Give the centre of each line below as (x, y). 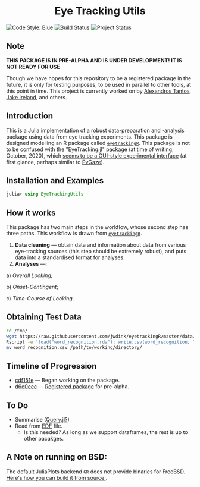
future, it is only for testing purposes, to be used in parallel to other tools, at (99, 84)
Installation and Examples (55, 180)
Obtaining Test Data (44, 317)
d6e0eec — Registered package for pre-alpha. (72, 387)
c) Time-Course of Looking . (40, 299)
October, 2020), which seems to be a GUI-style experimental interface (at (96, 155)
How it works (31, 213)
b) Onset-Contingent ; (32, 287)
